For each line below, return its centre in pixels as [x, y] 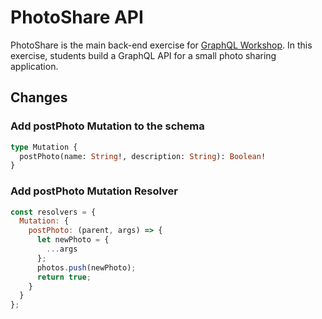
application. [34, 66]
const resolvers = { [53, 212]
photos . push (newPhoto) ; [86, 267]
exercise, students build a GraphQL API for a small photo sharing [143, 55]
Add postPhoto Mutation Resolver [94, 191]
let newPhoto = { [73, 240]
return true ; [64, 277]
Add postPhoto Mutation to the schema [107, 126]
